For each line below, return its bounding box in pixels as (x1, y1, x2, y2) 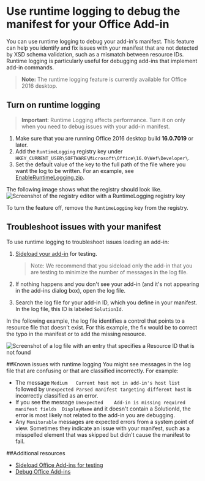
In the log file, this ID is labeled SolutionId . (15, 305, 124, 312)
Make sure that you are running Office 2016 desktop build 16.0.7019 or (15, 134, 194, 142)
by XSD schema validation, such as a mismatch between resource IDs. (6, 50, 184, 58)
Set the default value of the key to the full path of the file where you (15, 161, 186, 168)
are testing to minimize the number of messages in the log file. (30, 268, 188, 275)
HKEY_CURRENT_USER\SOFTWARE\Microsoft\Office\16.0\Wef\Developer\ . (15, 154, 190, 161)
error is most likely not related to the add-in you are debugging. (15, 411, 176, 418)
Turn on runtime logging (6, 100, 101, 110)
